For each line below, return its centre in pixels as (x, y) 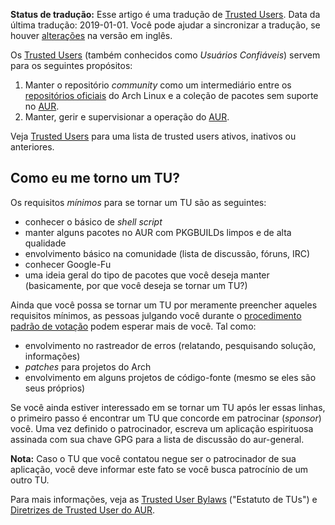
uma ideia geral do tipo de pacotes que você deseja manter (147, 275)
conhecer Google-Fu (68, 264)
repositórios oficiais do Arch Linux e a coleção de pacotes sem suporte (171, 95)
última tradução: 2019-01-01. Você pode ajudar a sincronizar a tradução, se (165, 25)
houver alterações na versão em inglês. (91, 35)
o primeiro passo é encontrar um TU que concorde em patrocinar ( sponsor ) (166, 418)
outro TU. (30, 480)
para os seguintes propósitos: (71, 65)
